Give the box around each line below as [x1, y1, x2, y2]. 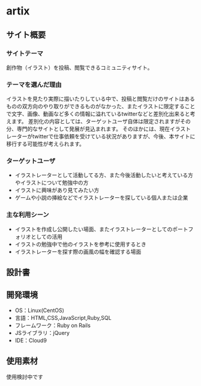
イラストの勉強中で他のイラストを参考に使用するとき [14, 240, 147, 248]
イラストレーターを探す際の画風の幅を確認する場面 [14, 248, 142, 255]
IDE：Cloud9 [14, 337, 47, 344]
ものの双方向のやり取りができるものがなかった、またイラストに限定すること [6, 103, 196, 110]
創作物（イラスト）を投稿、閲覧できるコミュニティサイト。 [6, 64, 153, 71]
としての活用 [31, 233, 63, 240]
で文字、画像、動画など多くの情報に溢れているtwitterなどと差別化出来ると [6, 110, 190, 118]
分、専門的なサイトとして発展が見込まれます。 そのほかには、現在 [6, 125, 170, 133]
